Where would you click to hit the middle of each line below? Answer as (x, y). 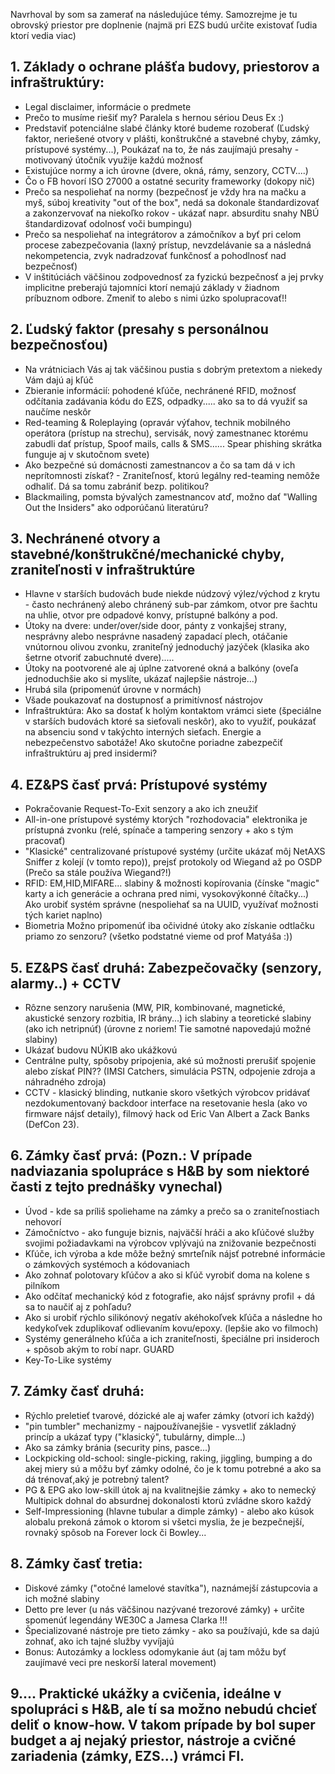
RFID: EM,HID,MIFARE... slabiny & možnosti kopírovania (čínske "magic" (172, 883)
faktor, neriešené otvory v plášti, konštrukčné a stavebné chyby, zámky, (173, 138)
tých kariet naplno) (63, 915)
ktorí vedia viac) (43, 35)
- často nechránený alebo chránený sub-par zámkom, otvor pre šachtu (171, 605)
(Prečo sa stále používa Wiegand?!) (98, 873)
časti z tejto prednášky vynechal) (116, 1187)
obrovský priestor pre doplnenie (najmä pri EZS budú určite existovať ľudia (164, 25)
